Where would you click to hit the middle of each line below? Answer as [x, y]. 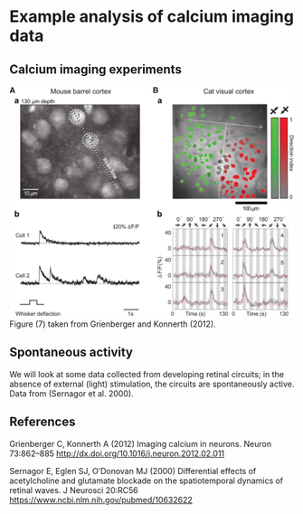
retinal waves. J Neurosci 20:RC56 [74, 490]
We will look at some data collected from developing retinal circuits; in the [147, 374]
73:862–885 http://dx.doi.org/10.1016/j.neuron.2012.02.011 [117, 453]
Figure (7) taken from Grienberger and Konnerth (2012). [113, 324]
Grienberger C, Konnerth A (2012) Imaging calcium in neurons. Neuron [141, 443]
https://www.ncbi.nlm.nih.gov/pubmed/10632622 [101, 500]
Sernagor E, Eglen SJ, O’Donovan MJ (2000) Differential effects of [133, 471]
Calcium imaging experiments [96, 69]
